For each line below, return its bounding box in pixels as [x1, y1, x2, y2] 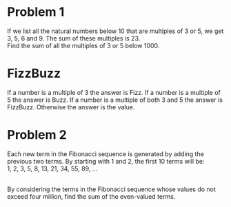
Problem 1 [7, 4, 65, 20]
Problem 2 [7, 127, 67, 143]
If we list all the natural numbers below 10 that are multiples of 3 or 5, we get [7, 27, 224, 35]
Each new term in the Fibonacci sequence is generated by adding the [7, 149, 205, 158]
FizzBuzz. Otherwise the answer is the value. [7, 102, 135, 111]
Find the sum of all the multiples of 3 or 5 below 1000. [7, 41, 160, 50]
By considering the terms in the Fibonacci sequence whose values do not [7, 185, 216, 193]
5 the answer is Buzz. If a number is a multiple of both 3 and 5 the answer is [7, 96, 223, 104]
